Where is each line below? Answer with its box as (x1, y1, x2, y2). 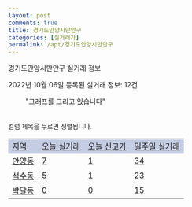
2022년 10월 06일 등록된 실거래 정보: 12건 (8, 80, 138, 90)
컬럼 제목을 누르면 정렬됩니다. (8, 122, 93, 131)
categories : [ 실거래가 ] (8, 33, 80, 42)
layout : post (8, 11, 51, 20)
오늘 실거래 (42, 141, 81, 152)
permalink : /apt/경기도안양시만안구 (8, 41, 114, 49)
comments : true (8, 19, 58, 27)
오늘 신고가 (87, 141, 127, 152)
